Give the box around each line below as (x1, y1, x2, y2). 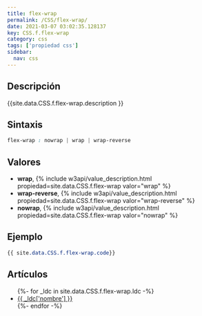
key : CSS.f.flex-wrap (7, 29, 70, 37)
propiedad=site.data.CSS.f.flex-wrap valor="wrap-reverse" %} (17, 197, 195, 205)
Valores (7, 156, 41, 168)
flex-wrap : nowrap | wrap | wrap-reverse (7, 137, 131, 144)
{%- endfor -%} (17, 302, 63, 310)
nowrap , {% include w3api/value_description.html (17, 204, 160, 213)
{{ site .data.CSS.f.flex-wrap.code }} (7, 249, 116, 256)
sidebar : (7, 49, 32, 56)
